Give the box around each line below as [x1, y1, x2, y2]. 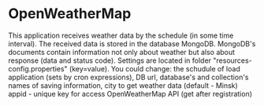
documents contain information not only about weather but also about [8, 47, 235, 57]
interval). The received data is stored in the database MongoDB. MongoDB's [8, 38, 256, 48]
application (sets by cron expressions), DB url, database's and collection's [8, 72, 250, 82]
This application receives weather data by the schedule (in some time [8, 31, 234, 40]
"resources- [212, 56, 252, 65]
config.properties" [8, 64, 69, 73]
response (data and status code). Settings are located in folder [8, 56, 211, 65]
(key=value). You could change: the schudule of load [69, 64, 240, 73]
